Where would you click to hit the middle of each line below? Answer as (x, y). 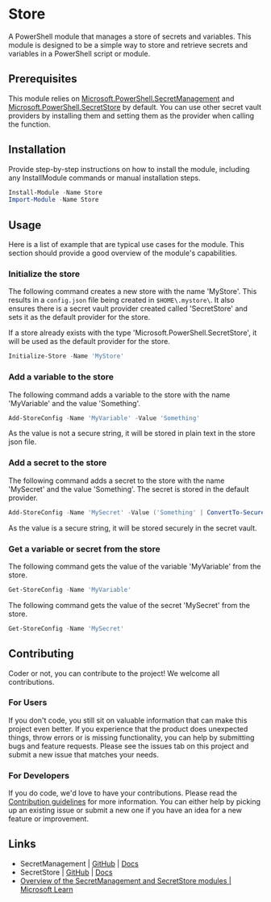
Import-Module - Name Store (54, 200)
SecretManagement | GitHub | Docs (79, 863)
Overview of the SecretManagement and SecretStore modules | (125, 880)
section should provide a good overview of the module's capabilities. (123, 253)
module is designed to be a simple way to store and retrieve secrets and (128, 44)
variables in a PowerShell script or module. (79, 53)
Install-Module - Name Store (56, 192)
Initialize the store (44, 274)
